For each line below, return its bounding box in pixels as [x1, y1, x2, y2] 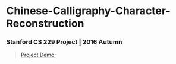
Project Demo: [20, 52, 56, 59]
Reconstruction [6, 17, 84, 30]
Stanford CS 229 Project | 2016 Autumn [6, 38, 122, 46]
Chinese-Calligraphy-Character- [6, 4, 171, 18]
